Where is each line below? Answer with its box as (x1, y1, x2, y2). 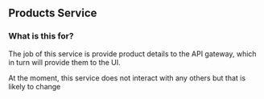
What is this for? (8, 31, 74, 42)
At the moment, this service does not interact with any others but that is (8, 72, 246, 83)
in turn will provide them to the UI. (8, 57, 121, 67)
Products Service (8, 6, 97, 20)
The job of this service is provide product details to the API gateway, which (8, 48, 257, 59)
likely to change (8, 81, 61, 91)
